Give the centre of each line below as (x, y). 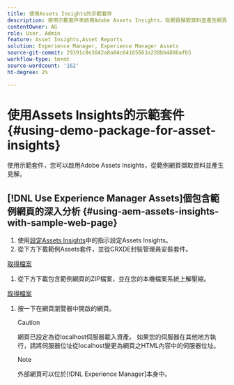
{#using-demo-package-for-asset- (112, 130)
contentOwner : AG (32, 27)
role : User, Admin (34, 33)
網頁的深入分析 (48, 211)
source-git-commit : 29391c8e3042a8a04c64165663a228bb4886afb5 (99, 53)
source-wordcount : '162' (43, 66)
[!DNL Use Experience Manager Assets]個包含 (109, 198)
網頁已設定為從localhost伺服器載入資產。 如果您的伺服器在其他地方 (114, 337)
